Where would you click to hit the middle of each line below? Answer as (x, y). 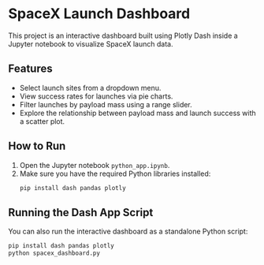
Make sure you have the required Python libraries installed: (115, 174)
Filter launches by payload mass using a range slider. (106, 104)
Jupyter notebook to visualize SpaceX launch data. (91, 43)
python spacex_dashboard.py (54, 253)
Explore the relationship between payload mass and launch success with (138, 113)
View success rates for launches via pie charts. (96, 96)
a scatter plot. (42, 121)
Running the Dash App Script (81, 213)
